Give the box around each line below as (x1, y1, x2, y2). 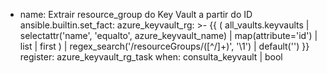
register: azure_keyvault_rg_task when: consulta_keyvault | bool (19, 51, 283, 63)
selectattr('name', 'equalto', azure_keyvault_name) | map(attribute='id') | (19, 30, 318, 41)
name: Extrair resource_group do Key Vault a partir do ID (19, 9, 253, 20)
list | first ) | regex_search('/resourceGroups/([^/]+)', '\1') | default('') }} (19, 40, 310, 52)
